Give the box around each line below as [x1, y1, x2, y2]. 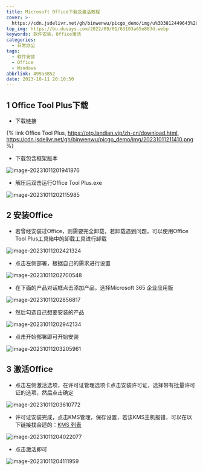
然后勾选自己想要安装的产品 [14, 309, 85, 316]
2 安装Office [6, 210, 53, 220]
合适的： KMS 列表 [36, 421, 82, 428]
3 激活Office [6, 364, 53, 374]
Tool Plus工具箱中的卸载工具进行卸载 [14, 235, 107, 242]
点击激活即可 [14, 445, 47, 453]
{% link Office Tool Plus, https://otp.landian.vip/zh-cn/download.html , [6, 129, 179, 136]
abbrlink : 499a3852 [6, 71, 56, 77]
